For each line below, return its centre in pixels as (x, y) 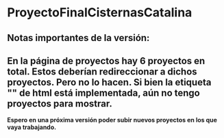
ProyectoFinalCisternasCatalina (100, 13)
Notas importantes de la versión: (78, 38)
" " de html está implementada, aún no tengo (103, 93)
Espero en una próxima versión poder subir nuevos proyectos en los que (112, 120)
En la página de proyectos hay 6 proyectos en (106, 60)
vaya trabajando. (32, 127)
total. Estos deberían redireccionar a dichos (102, 71)
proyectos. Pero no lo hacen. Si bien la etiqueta (109, 82)
